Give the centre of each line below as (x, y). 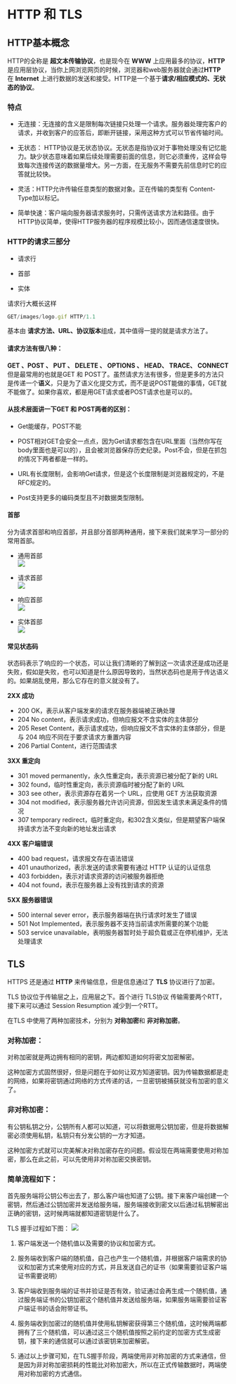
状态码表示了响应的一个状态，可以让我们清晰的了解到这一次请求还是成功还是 (118, 663)
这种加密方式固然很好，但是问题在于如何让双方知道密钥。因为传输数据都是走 (118, 1072)
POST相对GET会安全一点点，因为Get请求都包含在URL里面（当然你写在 (120, 441)
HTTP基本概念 (39, 43)
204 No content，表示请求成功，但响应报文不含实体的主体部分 (108, 720)
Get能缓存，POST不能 (50, 426)
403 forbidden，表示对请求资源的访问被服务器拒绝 (91, 876)
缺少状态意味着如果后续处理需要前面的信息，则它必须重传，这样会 (125, 156)
